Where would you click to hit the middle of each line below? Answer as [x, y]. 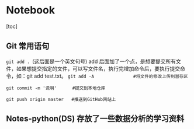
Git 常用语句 [28, 46]
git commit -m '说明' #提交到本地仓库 [56, 88]
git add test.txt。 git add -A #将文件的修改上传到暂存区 [107, 76]
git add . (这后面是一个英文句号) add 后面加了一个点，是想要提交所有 [91, 61]
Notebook [31, 10]
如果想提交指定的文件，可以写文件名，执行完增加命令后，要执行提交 [98, 68]
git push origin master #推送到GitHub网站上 [61, 99]
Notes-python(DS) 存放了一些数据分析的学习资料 [95, 119]
